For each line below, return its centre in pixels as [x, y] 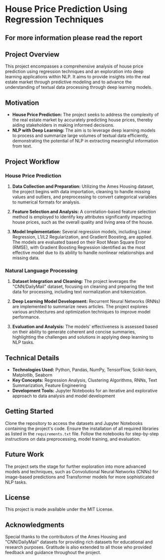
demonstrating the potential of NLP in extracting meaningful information [85, 141]
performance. [26, 317]
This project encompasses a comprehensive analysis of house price [74, 66]
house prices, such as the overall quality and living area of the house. [83, 222]
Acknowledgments [35, 525]
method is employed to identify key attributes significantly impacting [82, 217]
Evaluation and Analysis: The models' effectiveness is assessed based [85, 327]
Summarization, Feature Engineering [49, 385]
